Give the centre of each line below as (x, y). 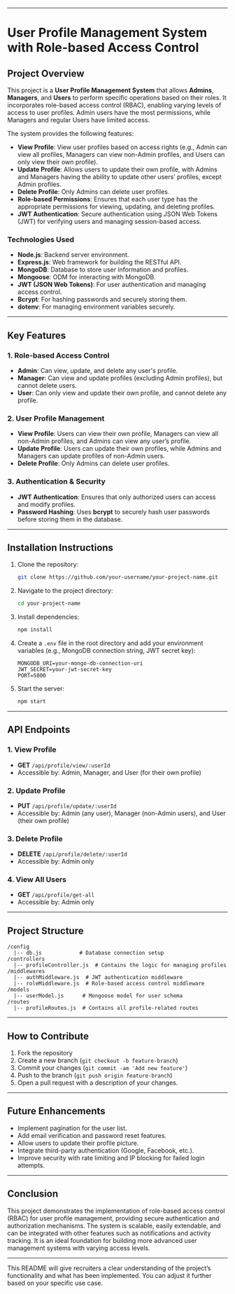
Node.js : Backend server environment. (73, 255)
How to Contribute (48, 1036)
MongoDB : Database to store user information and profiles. (103, 269)
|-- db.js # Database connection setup (89, 953)
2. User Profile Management (56, 419)
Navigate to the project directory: (65, 591)
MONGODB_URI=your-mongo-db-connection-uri (80, 663)
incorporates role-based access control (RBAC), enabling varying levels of (114, 105)
